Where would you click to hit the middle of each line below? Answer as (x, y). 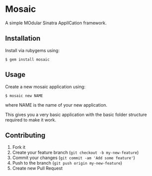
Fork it (19, 147)
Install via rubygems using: (32, 50)
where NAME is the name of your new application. (56, 105)
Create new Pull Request (37, 168)
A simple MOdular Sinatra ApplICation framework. (56, 23)
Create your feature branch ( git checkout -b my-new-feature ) (76, 153)
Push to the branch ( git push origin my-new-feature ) (67, 163)
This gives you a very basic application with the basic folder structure (76, 115)
